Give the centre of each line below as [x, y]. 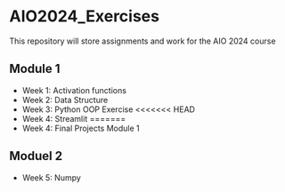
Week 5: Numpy [52, 177]
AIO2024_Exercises [85, 16]
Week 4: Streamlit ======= [74, 118]
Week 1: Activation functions [74, 90]
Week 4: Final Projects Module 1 [81, 128]
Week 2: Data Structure [65, 100]
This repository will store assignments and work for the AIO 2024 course [142, 41]
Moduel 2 [36, 156]
